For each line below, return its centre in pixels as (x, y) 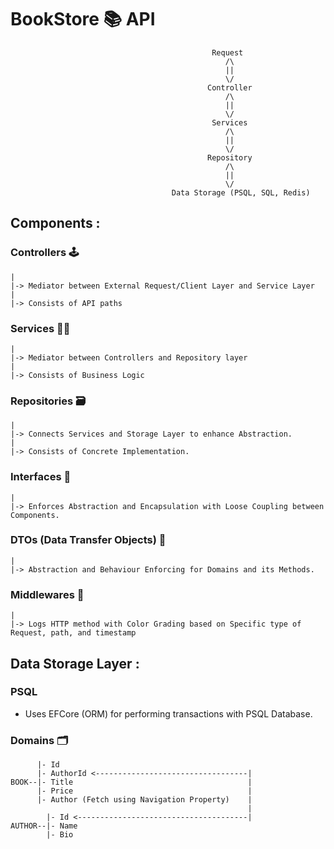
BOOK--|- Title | (131, 782)
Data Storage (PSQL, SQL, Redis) (241, 192)
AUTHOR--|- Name (44, 826)
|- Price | (144, 791)
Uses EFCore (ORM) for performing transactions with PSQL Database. (168, 713)
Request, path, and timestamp (73, 633)
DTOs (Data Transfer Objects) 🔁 (88, 540)
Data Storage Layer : (75, 663)
